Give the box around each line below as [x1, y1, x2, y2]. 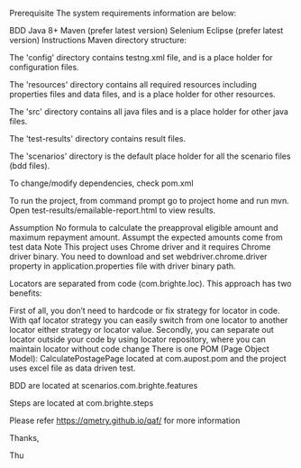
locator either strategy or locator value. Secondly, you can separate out [9, 325, 275, 335]
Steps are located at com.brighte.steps [9, 398, 154, 408]
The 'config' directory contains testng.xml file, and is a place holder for [9, 52, 273, 62]
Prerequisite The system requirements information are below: [9, 8, 237, 18]
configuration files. [9, 62, 79, 72]
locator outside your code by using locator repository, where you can [9, 334, 266, 344]
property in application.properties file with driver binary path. [9, 261, 236, 271]
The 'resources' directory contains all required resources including [9, 79, 257, 89]
